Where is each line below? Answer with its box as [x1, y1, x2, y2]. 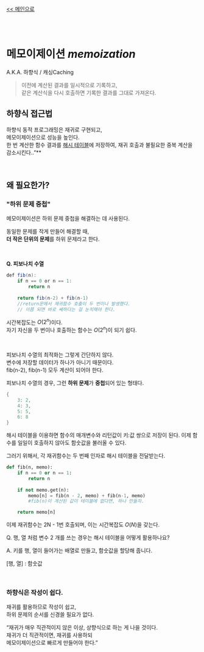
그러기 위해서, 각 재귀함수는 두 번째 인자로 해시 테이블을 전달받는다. [6, 452, 166, 459]
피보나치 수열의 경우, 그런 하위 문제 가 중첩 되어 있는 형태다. [6, 379, 144, 386]
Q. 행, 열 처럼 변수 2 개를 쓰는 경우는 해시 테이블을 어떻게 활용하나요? [6, 534, 170, 541]
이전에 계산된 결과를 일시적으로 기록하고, [21, 81, 118, 88]
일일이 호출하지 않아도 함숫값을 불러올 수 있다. [17, 439, 127, 447]
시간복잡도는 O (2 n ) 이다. [6, 317, 63, 326]
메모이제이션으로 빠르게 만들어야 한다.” [6, 639, 99, 647]
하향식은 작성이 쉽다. [6, 589, 63, 597]
